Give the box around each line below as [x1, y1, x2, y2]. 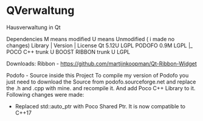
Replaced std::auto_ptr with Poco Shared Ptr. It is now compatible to [15, 102, 185, 110]
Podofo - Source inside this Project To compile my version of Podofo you [6, 71, 189, 79]
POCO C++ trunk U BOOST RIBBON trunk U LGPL [6, 48, 131, 55]
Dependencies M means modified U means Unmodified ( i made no [6, 35, 175, 42]
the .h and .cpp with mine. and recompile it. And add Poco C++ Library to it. [6, 84, 196, 91]
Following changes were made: [6, 91, 84, 98]
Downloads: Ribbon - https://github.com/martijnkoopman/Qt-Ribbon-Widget [6, 60, 198, 67]
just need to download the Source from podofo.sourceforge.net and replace [6, 78, 196, 85]
